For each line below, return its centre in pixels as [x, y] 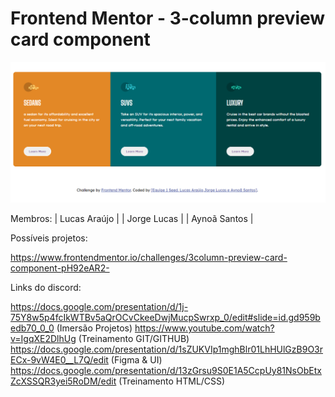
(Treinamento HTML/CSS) [172, 381]
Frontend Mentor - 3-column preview [168, 18]
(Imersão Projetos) [94, 328]
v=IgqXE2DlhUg [43, 338]
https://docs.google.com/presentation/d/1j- [99, 306]
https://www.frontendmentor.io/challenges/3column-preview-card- [149, 257]
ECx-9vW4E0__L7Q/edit [59, 359]
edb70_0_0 [32, 328]
